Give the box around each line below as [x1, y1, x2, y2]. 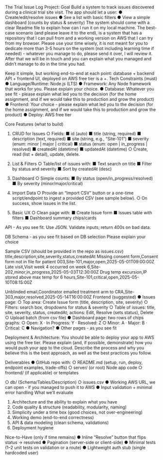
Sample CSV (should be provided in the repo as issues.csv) [5, 248, 124, 254]
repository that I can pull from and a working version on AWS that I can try [5, 35, 153, 41]
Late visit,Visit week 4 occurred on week [5, 264, 86, 270]
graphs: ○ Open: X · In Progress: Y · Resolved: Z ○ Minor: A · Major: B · [5, 320, 147, 326]
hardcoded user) [5, 450, 39, 456]
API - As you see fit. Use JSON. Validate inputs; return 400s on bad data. [5, 224, 151, 230]
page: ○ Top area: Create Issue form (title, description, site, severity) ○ [5, 299, 148, 305]
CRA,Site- [114, 289, 135, 294]
